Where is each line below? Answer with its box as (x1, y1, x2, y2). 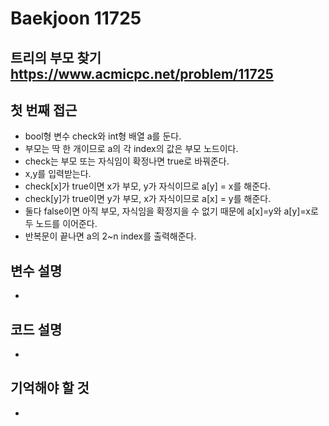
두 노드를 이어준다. (24, 218, 98, 230)
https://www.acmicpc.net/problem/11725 (10, 65, 274, 82)
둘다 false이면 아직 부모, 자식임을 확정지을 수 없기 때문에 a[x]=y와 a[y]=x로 (24, 205, 319, 217)
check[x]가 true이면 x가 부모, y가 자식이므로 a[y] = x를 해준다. (24, 180, 272, 192)
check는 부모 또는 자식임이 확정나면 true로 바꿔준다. (24, 155, 230, 167)
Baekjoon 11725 (10, 7, 142, 30)
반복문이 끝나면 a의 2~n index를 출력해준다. (24, 230, 197, 242)
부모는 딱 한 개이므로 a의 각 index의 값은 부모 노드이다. (24, 143, 239, 155)
